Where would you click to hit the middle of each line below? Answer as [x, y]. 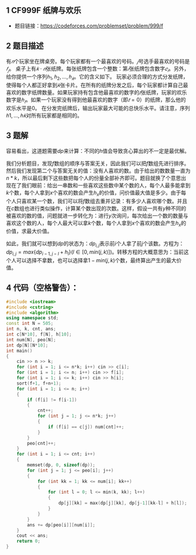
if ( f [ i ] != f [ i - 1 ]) [52, 400]
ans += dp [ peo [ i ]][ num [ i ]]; [61, 525]
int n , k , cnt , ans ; [31, 329]
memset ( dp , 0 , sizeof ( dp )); [61, 465]
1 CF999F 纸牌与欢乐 [44, 11]
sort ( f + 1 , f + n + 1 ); [39, 383]
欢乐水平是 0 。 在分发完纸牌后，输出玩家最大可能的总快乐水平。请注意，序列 [98, 108]
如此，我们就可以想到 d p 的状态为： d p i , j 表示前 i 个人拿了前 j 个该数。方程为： [95, 244]
